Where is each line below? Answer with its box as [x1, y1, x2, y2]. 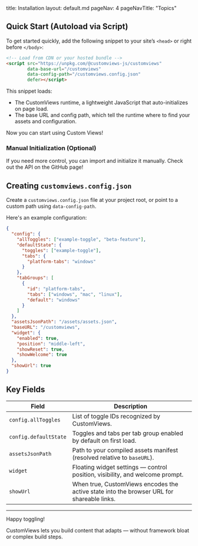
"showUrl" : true [11, 363, 51, 369]
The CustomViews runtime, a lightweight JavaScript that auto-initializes [14, 99, 189, 106]
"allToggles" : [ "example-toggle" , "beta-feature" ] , [16, 237, 146, 243]
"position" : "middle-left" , [16, 341, 85, 346]
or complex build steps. [6, 533, 63, 540]
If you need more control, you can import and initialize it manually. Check [6, 158, 183, 165]
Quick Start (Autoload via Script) [6, 22, 128, 32]
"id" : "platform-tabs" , [27, 286, 85, 292]
